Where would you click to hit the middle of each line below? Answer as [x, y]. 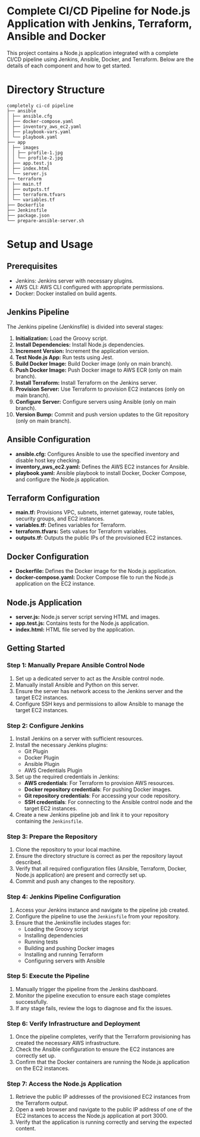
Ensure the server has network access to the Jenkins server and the [99, 691]
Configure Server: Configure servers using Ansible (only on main [96, 402]
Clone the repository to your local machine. [68, 850]
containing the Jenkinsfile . [49, 821]
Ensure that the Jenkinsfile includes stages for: [73, 923]
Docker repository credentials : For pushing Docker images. [98, 789]
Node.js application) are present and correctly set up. [81, 875]
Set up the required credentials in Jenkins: [67, 776]
